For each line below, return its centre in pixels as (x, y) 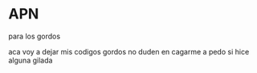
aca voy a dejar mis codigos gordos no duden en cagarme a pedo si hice (129, 51)
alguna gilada (31, 60)
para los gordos (35, 36)
